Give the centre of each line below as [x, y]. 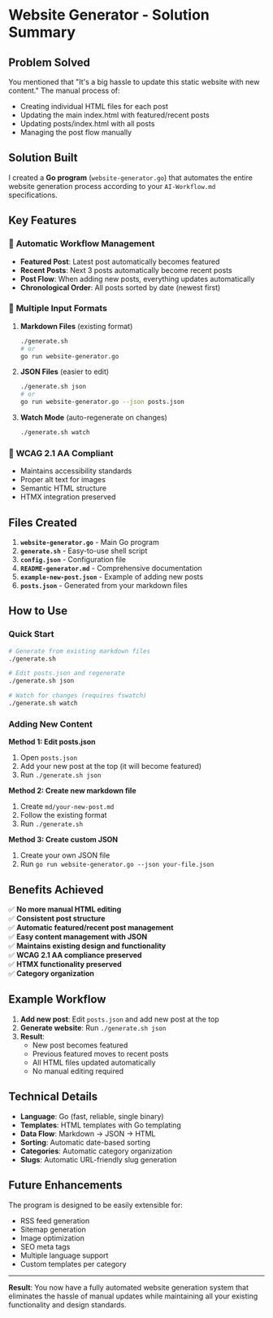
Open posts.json [49, 758]
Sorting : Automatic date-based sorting [85, 1142]
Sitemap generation [53, 1229]
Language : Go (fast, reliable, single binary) [92, 1116]
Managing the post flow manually [76, 132]
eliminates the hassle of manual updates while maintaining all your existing [133, 1296]
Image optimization [52, 1238]
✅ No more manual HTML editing [65, 909]
